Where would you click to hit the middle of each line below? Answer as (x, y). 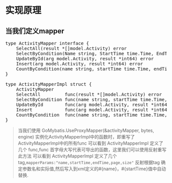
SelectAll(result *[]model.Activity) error (71, 48)
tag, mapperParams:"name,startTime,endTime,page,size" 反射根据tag (89, 162)
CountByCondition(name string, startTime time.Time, (84, 69)
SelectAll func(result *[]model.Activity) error (89, 94)
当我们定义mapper (35, 31)
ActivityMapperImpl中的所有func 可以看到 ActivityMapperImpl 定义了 (91, 143)
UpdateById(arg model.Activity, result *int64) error (85, 59)
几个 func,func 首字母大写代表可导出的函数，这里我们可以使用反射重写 (92, 150)
